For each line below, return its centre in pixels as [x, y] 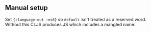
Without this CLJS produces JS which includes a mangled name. [70, 24]
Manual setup [26, 8]
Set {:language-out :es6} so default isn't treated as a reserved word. [75, 19]
